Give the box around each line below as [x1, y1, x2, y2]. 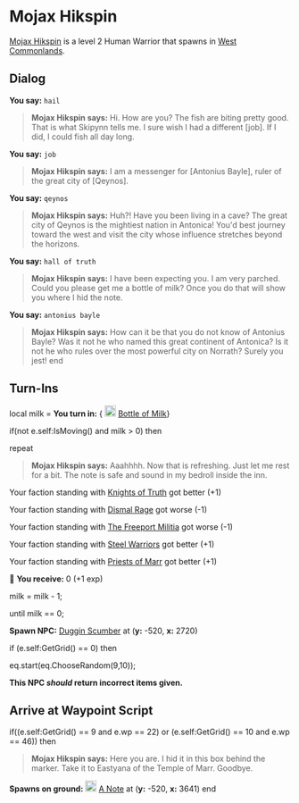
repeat [9, 442, 34, 453]
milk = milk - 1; [9, 590, 62, 601]
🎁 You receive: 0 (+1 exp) [9, 573, 104, 584]
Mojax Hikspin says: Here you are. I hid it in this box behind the [30, 753, 266, 765]
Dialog [9, 71, 46, 87]
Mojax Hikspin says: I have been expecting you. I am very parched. [30, 272, 281, 283]
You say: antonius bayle [9, 309, 101, 320]
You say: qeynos [9, 192, 69, 203]
